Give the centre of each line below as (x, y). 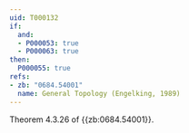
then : (20, 60)
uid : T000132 (34, 18)
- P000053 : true (48, 43)
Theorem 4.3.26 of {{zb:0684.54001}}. (82, 119)
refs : (20, 77)
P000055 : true (44, 69)
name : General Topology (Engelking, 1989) (99, 93)
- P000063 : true (48, 52)
